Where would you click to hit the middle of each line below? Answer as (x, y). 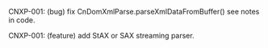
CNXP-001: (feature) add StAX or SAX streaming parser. (102, 36)
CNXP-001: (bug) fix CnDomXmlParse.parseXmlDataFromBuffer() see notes (134, 12)
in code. (22, 20)
